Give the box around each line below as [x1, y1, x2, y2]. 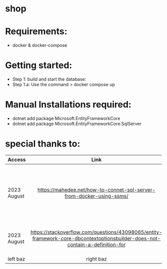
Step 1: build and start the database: [12, 76, 86, 82]
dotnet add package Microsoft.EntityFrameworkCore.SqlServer [12, 121, 142, 127]
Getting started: [5, 60, 73, 71]
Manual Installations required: [5, 99, 132, 110]
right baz [86, 255, 107, 262]
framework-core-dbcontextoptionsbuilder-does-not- [32, 235, 161, 242]
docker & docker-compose [12, 42, 68, 48]
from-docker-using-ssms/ [64, 192, 129, 199]
